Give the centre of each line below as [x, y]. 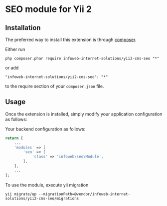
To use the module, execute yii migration [47, 185]
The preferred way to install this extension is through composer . [71, 39]
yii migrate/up [21, 194]
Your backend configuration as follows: [45, 129]
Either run [15, 49]
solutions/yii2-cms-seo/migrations [42, 198]
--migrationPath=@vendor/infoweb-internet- [84, 194]
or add [12, 68]
